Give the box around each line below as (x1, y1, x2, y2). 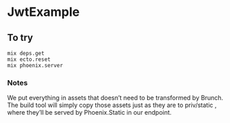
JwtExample (7, 4, 80, 20)
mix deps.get (7, 50, 45, 57)
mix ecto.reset (7, 56, 51, 63)
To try (7, 32, 33, 44)
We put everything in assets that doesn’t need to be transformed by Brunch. (7, 94, 224, 102)
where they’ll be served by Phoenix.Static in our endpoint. (7, 108, 172, 117)
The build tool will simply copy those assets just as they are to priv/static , (7, 101, 217, 109)
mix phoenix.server (7, 62, 64, 69)
